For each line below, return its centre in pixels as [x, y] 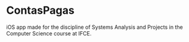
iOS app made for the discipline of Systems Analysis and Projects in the [94, 27]
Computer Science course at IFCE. [49, 33]
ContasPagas [40, 10]
